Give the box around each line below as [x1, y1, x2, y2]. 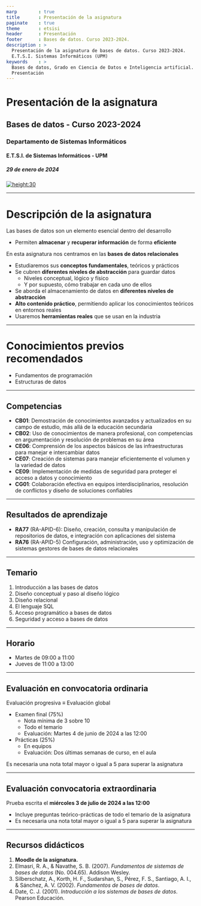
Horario [6, 638, 35, 649]
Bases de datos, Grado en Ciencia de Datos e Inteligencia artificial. [11, 64, 194, 71]
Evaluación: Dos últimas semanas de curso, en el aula [23, 749, 157, 756]
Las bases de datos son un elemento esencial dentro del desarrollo [6, 227, 172, 234]
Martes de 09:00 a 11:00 [14, 654, 75, 661]
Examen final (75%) [14, 711, 64, 718]
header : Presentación [6, 31, 77, 37]
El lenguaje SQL [14, 602, 54, 610]
